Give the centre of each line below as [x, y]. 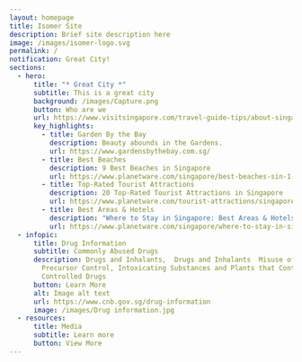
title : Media [58, 327]
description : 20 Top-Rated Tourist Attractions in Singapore [166, 193]
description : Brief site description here [90, 34]
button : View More [67, 343]
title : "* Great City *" [80, 84]
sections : [28, 68]
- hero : [32, 76]
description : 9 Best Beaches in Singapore [130, 168]
